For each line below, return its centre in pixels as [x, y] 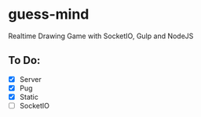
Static [29, 97]
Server [30, 79]
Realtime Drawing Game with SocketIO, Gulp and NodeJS [101, 36]
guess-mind [49, 14]
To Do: [24, 60]
